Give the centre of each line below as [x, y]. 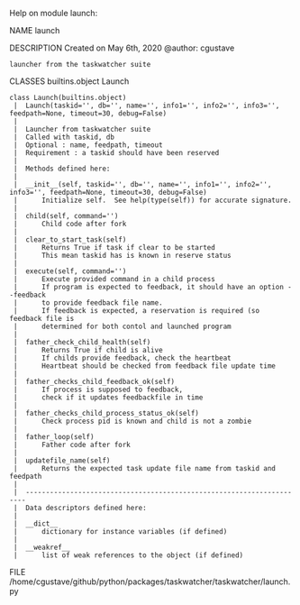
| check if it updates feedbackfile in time [108, 398]
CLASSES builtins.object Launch [69, 81]
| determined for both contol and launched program [122, 326]
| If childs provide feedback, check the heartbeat [122, 358]
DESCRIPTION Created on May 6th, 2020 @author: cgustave [122, 48]
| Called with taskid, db [64, 137]
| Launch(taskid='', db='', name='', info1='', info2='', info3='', [146, 105]
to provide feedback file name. [103, 303]
